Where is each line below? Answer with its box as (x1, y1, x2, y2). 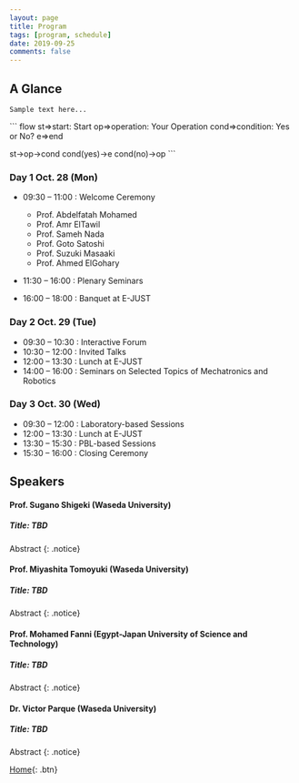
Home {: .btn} (9, 764, 58, 775)
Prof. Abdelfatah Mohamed (35, 209, 138, 220)
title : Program (9, 22, 67, 31)
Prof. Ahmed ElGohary (35, 258, 120, 269)
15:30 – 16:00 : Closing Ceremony (22, 447, 148, 458)
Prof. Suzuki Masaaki (35, 248, 115, 259)
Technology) (9, 638, 59, 649)
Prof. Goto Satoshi (35, 239, 105, 249)
